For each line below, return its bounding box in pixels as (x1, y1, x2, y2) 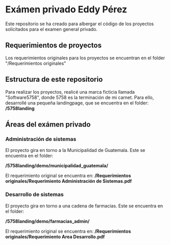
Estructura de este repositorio (5, 75, 103, 84)
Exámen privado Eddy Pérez (5, 4, 128, 15)
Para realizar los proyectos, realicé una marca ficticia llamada (5, 89, 135, 95)
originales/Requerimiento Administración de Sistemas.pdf (5, 178, 132, 184)
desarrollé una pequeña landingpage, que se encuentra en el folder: (5, 99, 149, 106)
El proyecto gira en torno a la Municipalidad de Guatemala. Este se (5, 147, 145, 153)
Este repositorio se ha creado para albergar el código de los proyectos (5, 21, 154, 27)
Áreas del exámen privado (5, 120, 91, 129)
